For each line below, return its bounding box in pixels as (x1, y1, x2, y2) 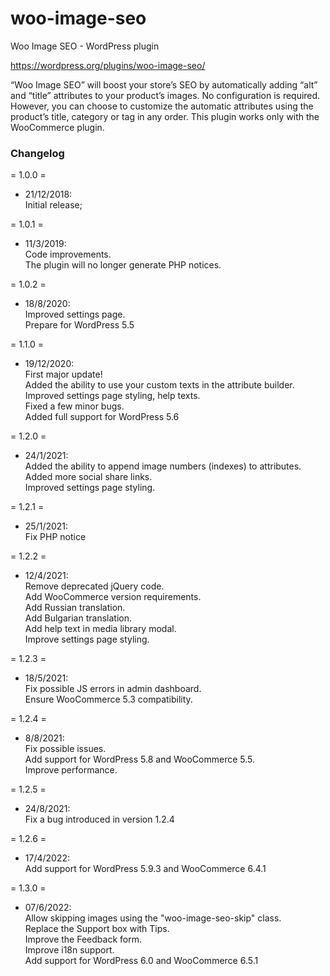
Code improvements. (24, 248, 112, 261)
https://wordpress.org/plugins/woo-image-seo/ (10, 59, 206, 71)
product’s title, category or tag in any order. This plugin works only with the (10, 110, 320, 122)
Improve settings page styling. (24, 633, 150, 646)
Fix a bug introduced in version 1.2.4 (24, 813, 175, 826)
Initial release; (24, 199, 83, 211)
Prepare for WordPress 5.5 (24, 319, 135, 331)
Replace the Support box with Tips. (24, 923, 170, 935)
